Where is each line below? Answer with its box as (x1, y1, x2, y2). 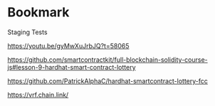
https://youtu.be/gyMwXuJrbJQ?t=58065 (7, 41, 130, 50)
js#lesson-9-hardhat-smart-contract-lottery (7, 63, 137, 71)
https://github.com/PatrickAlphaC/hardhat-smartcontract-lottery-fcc (7, 76, 209, 85)
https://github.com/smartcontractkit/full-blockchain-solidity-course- (7, 55, 208, 64)
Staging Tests (7, 28, 48, 36)
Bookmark (7, 4, 70, 21)
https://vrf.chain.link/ (7, 90, 69, 99)
